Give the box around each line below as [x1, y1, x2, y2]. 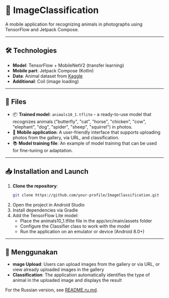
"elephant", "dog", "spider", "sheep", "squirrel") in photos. [12, 124, 133, 130]
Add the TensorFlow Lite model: [12, 213, 79, 219]
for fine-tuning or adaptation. [12, 147, 73, 153]
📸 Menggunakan [5, 248, 58, 256]
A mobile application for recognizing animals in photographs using [5, 21, 143, 27]
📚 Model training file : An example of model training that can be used [12, 140, 157, 146]
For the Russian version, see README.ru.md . [5, 287, 98, 293]
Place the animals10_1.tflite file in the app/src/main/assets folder [20, 218, 152, 224]
